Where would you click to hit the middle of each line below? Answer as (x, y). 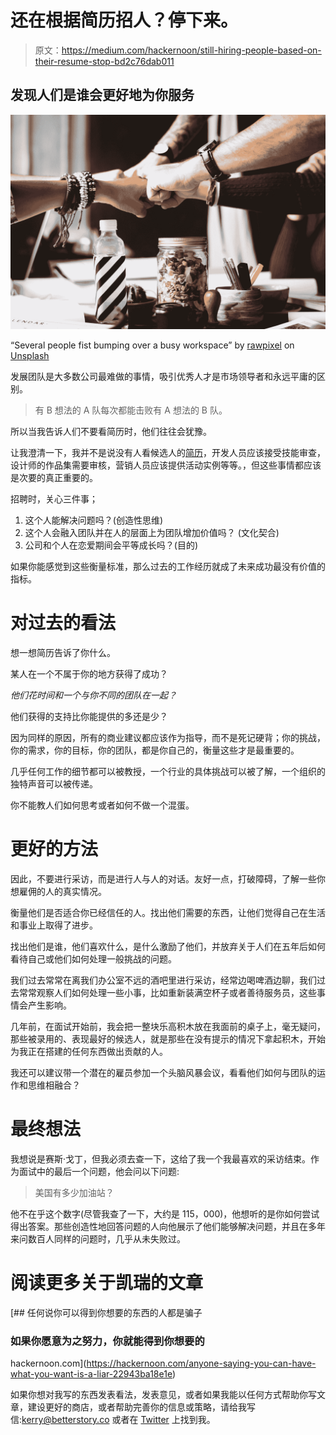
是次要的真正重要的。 (54, 478)
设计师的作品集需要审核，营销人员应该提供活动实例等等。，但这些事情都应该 (166, 465)
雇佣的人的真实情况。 (62, 892)
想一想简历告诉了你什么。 (63, 653)
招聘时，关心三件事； (54, 499)
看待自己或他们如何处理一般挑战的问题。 (93, 959)
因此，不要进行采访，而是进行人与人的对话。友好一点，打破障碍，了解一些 (163, 879)
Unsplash (30, 356)
